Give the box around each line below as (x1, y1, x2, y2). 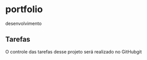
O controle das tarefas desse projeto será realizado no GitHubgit (5, 48, 142, 54)
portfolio (5, 4, 43, 15)
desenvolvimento (5, 20, 42, 26)
